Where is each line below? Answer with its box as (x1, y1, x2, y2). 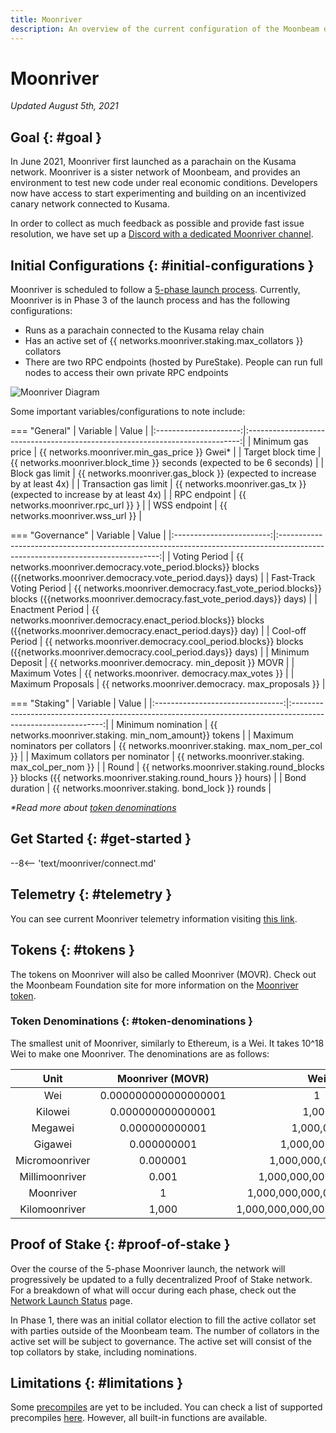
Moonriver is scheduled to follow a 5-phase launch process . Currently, (10, 284, 301, 296)
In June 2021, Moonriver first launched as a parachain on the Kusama (10, 156, 297, 168)
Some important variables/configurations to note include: (10, 406, 246, 418)
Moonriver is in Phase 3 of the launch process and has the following (10, 294, 291, 306)
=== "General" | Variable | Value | (10, 425, 149, 437)
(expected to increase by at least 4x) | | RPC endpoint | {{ (10, 489, 247, 501)
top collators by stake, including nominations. (10, 1346, 197, 1358)
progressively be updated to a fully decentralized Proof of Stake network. (10, 1273, 313, 1285)
